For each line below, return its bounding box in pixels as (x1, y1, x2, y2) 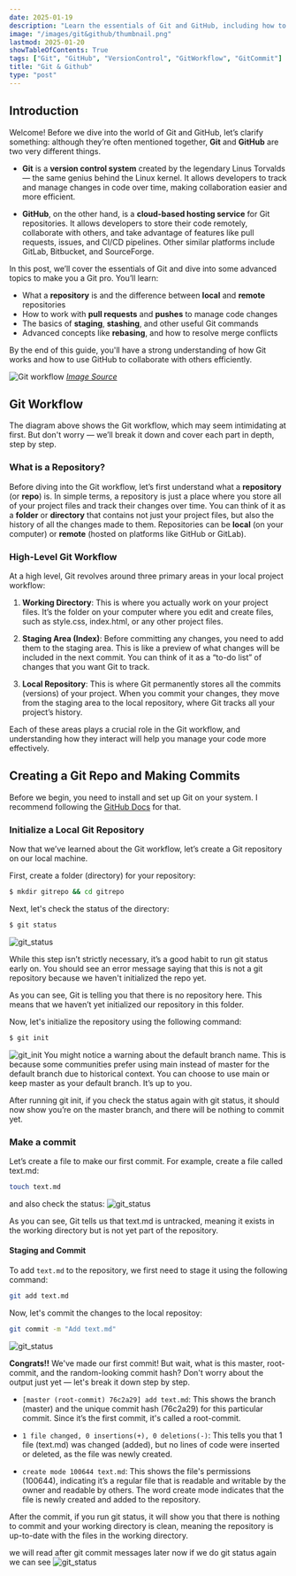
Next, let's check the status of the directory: (9, 903, 170, 913)
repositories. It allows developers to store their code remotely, (21, 218, 248, 229)
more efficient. (21, 191, 76, 202)
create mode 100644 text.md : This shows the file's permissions (21, 1465, 252, 1476)
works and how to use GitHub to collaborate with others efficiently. (9, 353, 253, 364)
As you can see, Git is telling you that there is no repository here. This (9, 990, 262, 1000)
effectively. (9, 742, 50, 753)
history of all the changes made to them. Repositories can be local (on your (9, 519, 284, 530)
